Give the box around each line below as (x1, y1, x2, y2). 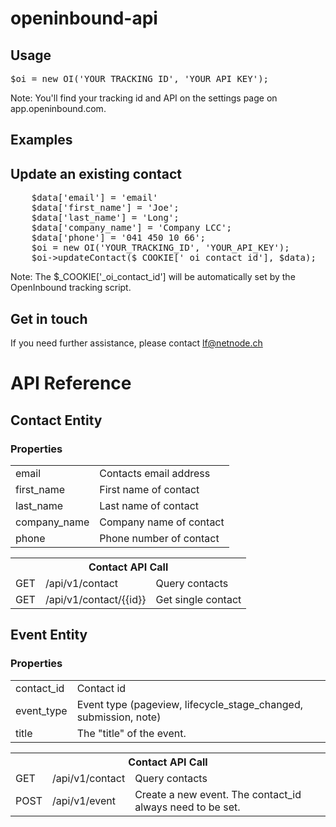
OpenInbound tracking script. (10, 282, 132, 294)
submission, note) (76, 710, 162, 724)
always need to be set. (134, 800, 241, 814)
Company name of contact (99, 515, 225, 529)
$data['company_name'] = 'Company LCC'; (31, 222, 233, 234)
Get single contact (155, 592, 242, 606)
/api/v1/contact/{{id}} (44, 592, 147, 606)
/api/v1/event (51, 793, 116, 807)
